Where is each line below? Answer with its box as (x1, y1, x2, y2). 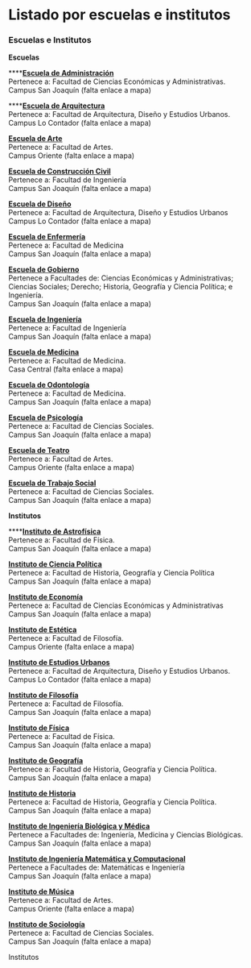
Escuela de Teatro (8, 446, 70, 455)
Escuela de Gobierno (8, 264, 80, 275)
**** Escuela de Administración (8, 69, 114, 78)
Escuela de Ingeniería (8, 314, 82, 324)
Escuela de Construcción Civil (8, 167, 111, 177)
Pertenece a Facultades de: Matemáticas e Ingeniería (8, 862, 185, 872)
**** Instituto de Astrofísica (8, 526, 101, 537)
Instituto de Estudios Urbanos (8, 658, 110, 667)
